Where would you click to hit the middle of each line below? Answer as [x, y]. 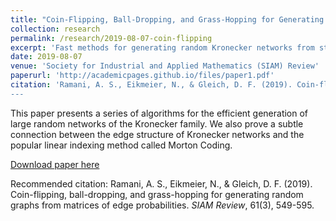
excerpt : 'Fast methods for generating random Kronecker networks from [162, 47]
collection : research [55, 29]
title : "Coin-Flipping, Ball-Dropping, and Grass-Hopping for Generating [167, 19]
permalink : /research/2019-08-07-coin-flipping [111, 38]
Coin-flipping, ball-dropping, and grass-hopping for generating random [157, 194]
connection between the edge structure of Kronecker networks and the [157, 134]
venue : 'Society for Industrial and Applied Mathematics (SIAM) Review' [165, 66]
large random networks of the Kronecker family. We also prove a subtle [157, 123]
